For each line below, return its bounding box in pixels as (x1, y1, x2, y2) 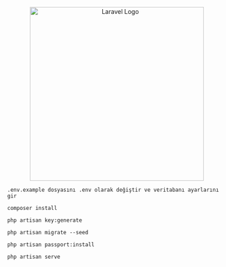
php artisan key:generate (7, 217, 82, 224)
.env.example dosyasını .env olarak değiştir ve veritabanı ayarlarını (7, 186, 219, 193)
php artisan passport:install (7, 241, 95, 248)
